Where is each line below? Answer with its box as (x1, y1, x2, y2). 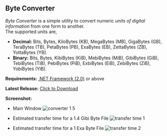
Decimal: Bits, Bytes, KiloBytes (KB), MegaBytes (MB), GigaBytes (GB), (12, 38, 162, 44)
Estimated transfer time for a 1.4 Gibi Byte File (12, 115, 109, 121)
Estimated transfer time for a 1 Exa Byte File (12, 125, 104, 131)
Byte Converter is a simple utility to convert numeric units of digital (5, 17, 145, 24)
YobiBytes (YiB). (12, 65, 47, 72)
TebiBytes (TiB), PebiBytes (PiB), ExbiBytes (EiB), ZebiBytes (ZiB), (12, 60, 151, 66)
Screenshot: (5, 95, 32, 101)
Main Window (12, 105, 42, 111)
